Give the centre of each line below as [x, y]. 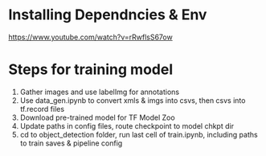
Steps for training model [91, 70]
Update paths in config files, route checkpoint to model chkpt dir [127, 125]
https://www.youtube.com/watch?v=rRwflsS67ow [90, 37]
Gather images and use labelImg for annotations [99, 92]
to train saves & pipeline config [71, 143]
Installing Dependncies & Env [108, 15]
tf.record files [42, 109]
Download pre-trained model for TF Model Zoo [97, 117]
